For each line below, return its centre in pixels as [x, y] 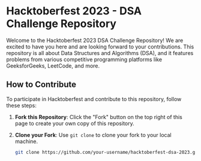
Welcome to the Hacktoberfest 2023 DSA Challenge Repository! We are [95, 40]
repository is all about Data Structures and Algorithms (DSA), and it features [100, 53]
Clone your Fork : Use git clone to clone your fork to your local [93, 135]
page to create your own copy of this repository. [74, 123]
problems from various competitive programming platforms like [84, 59]
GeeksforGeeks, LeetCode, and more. [53, 66]
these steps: [22, 105]
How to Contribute [41, 85]
